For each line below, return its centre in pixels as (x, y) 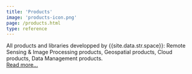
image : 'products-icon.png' (42, 17)
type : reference (27, 29)
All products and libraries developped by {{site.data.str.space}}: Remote (96, 46)
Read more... (22, 65)
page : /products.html (34, 23)
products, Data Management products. (55, 58)
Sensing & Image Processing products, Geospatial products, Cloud (89, 52)
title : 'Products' (29, 12)
